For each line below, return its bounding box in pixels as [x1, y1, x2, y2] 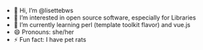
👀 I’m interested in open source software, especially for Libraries [13, 14, 197, 22]
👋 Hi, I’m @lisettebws [13, 7, 74, 14]
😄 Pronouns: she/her [13, 28, 74, 36]
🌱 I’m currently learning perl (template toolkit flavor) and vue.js [13, 21, 191, 28]
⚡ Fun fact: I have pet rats [13, 36, 87, 43]
